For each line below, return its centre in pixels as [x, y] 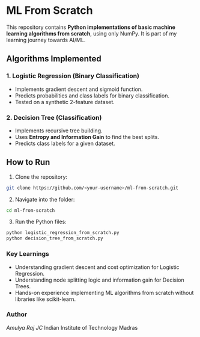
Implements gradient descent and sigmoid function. [79, 89]
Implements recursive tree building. [59, 131]
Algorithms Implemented [54, 59]
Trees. [23, 286]
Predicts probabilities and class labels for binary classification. [92, 95]
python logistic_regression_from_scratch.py [63, 233]
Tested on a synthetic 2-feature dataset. [65, 102]
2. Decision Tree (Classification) [54, 117]
